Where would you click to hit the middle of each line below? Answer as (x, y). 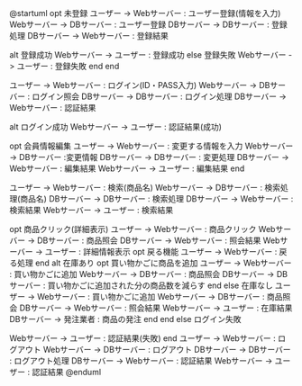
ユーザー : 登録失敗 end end (68, 66)
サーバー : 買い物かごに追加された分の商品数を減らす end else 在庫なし (141, 285)
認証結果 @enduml (66, 372)
